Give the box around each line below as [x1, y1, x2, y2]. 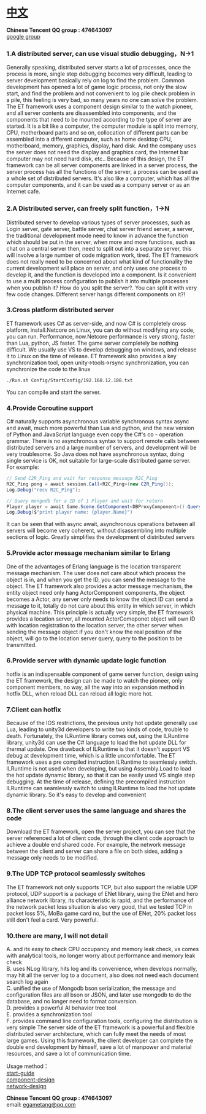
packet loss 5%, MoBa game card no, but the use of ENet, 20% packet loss [6, 909, 197, 917]
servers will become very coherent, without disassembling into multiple [6, 527, 186, 535]
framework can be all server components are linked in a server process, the [6, 162, 198, 169]
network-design [6, 1083, 47, 1090]
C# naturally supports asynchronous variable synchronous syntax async [6, 418, 189, 425]
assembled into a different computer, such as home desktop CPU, [6, 136, 173, 143]
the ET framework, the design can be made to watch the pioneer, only [6, 677, 183, 684]
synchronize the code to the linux [6, 365, 91, 372]
